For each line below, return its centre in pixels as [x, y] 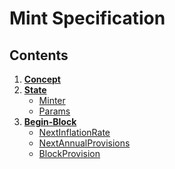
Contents [39, 55]
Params [54, 111]
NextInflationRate [74, 132]
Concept [42, 79]
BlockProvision [69, 153]
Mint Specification [87, 18]
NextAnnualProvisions [84, 143]
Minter [52, 100]
